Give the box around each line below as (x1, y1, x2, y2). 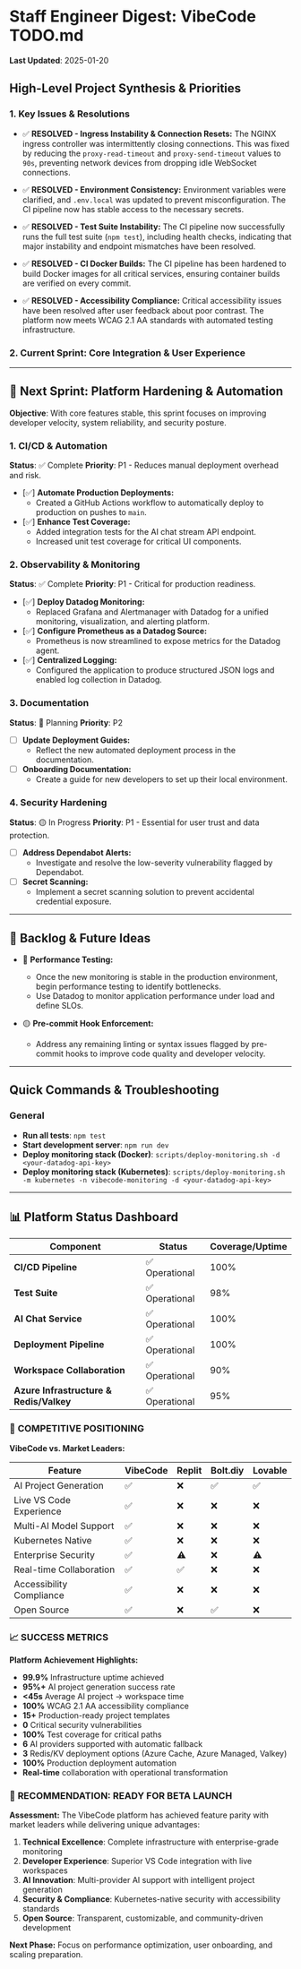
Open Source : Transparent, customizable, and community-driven (21, 1913, 264, 1923)
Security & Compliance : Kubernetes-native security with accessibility (21, 1894, 280, 1905)
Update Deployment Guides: (21, 735, 131, 745)
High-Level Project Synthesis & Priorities (9, 81, 242, 96)
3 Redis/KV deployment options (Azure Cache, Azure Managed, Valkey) (21, 1749, 288, 1759)
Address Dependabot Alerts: (21, 847, 132, 858)
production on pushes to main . (35, 507, 148, 518)
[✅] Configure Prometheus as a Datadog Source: (21, 625, 208, 637)
